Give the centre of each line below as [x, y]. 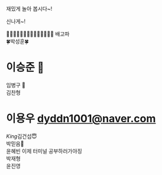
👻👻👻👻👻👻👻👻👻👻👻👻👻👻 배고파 [38, 34]
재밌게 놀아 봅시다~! [29, 9]
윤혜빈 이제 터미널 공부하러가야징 [44, 151]
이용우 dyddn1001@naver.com [81, 119]
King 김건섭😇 [22, 136]
